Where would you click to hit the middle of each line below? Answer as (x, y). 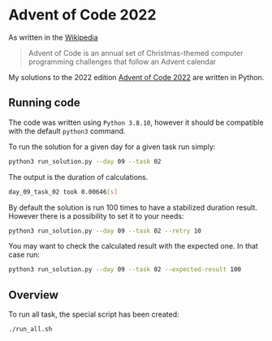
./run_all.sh (30, 330)
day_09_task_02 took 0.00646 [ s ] (63, 192)
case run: (24, 255)
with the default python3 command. (67, 130)
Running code (45, 103)
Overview (34, 294)
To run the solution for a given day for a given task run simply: (112, 147)
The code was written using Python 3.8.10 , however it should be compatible (136, 122)
